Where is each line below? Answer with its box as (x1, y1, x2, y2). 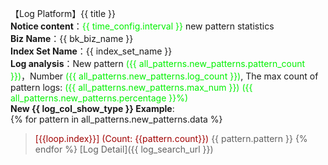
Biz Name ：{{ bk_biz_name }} (10, 33, 134, 44)
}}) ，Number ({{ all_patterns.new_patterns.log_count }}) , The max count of (10, 70, 319, 82)
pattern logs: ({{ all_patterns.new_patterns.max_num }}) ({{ (10, 82, 253, 93)
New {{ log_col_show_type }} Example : (10, 103, 175, 114)
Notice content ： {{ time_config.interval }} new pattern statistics (10, 20, 275, 32)
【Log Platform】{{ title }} (10, 8, 117, 19)
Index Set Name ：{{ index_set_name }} (10, 45, 173, 57)
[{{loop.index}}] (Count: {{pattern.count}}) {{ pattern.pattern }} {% (34, 133, 308, 144)
